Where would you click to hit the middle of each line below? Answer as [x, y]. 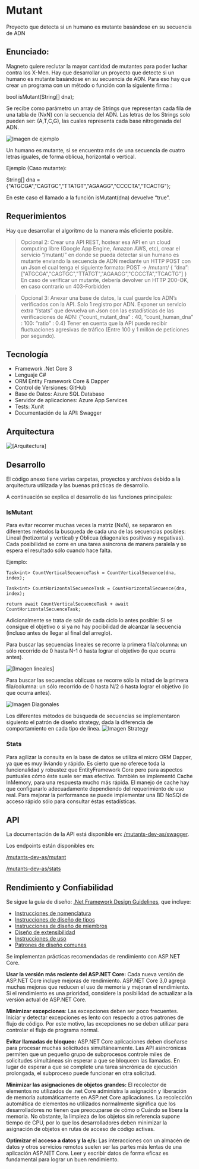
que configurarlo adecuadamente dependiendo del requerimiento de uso [95, 788]
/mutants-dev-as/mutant [36, 857]
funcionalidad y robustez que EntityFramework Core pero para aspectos [94, 770]
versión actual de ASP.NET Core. [46, 999]
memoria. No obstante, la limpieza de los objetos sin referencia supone [93, 1117]
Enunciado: [28, 52]
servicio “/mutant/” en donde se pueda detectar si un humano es [100, 255]
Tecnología [27, 354]
